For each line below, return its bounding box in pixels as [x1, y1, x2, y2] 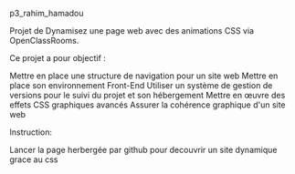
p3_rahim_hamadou [9, 8, 84, 18]
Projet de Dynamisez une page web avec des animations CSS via [9, 26, 254, 36]
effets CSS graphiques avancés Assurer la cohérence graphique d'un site [9, 99, 286, 110]
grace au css [9, 154, 58, 165]
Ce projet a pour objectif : [9, 53, 107, 63]
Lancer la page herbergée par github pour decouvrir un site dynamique [9, 145, 278, 155]
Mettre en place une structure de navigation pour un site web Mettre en [9, 70, 279, 81]
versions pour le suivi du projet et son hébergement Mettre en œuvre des [9, 90, 286, 100]
